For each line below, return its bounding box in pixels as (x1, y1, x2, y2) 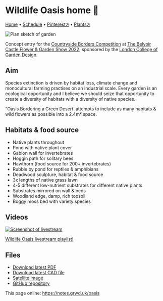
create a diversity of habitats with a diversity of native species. (5, 96, 136, 102)
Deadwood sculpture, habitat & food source (12, 171, 103, 178)
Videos (5, 212, 28, 222)
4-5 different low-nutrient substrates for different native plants (12, 182, 143, 188)
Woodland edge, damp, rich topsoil (12, 193, 86, 199)
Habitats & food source (5, 126, 79, 135)
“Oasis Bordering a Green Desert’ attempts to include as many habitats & (5, 106, 156, 112)
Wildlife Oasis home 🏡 (5, 5, 99, 16)
